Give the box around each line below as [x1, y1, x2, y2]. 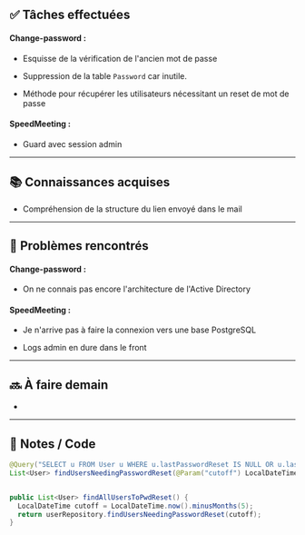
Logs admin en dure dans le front [22, 342, 147, 353]
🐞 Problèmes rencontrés [9, 238, 150, 253]
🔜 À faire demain [9, 377, 109, 392]
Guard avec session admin [22, 138, 123, 149]
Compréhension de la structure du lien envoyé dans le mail [22, 203, 242, 214]
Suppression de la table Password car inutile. [22, 70, 188, 81]
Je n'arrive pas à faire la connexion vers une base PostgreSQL [22, 324, 257, 335]
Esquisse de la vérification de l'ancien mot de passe [22, 53, 218, 64]
